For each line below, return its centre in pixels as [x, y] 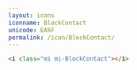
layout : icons [32, 15]
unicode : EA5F [32, 30]
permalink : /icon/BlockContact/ [61, 37]
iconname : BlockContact [48, 23]
